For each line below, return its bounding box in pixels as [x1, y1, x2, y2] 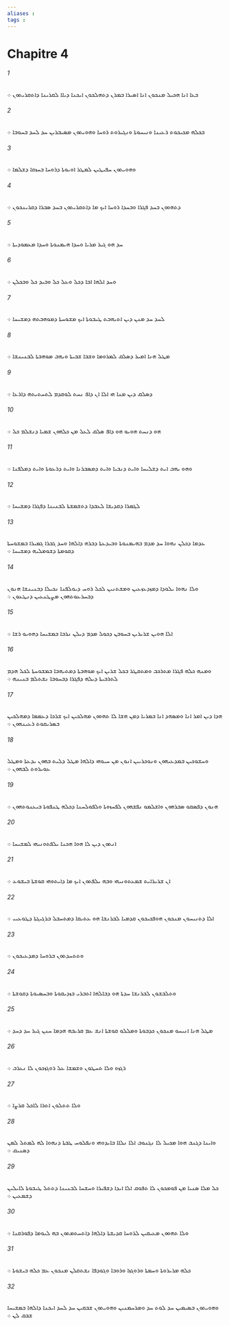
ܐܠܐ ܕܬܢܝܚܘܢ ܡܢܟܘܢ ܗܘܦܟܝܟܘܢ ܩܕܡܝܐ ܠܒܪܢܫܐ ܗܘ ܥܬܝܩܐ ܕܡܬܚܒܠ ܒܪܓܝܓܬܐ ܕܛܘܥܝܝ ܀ [7, 914, 215, 923]
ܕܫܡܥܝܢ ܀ [7, 1191, 32, 1199]
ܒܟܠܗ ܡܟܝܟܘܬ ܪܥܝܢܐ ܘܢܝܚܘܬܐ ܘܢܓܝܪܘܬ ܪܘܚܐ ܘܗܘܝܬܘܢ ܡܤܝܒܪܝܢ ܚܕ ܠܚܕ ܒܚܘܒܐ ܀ [7, 128, 205, 136]
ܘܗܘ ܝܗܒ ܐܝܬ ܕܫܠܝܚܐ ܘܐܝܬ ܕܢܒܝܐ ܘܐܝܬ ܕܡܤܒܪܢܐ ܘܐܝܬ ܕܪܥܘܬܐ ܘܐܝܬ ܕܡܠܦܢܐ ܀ [7, 464, 193, 472]
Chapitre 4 [7, 46, 69, 62]
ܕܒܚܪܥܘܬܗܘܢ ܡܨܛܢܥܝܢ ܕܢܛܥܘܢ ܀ [7, 591, 94, 600]
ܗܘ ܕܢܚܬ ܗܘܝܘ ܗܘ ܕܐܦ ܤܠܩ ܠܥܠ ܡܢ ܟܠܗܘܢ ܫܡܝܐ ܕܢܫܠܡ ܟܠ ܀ [7, 427, 161, 435]
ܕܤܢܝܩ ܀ [7, 1146, 30, 1155]
